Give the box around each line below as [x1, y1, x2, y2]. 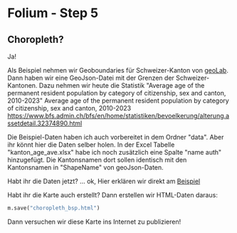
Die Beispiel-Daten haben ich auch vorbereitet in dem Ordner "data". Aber [7, 133, 224, 141]
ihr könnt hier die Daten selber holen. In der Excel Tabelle [7, 140, 175, 149]
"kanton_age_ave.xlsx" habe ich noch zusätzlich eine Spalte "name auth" [7, 148, 222, 156]
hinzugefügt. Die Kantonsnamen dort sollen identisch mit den [7, 155, 187, 164]
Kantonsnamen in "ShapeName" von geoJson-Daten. [7, 163, 164, 172]
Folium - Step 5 [7, 5, 99, 21]
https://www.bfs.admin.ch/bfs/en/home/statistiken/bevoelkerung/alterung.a [7, 112, 230, 120]
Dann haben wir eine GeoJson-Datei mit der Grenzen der [7, 73, 174, 82]
